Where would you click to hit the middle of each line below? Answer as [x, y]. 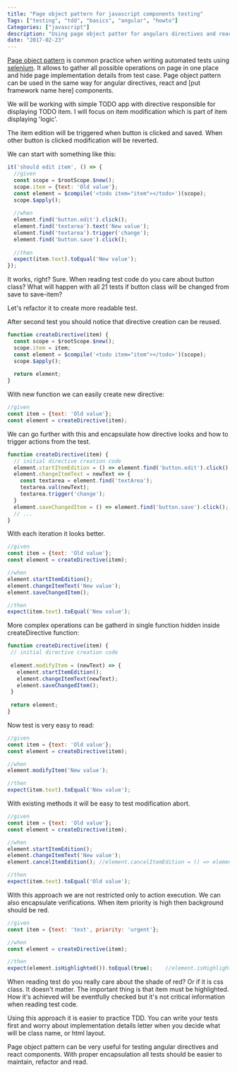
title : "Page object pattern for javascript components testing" [105, 14]
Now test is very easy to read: [51, 725]
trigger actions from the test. [49, 441]
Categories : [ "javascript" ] [49, 27]
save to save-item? [35, 294]
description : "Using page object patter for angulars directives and [112, 34]
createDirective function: [43, 633]
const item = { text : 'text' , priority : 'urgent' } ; [83, 929]
